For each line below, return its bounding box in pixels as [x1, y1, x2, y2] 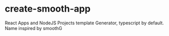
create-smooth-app [5, 3, 91, 15]
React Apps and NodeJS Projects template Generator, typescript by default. [5, 20, 164, 26]
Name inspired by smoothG [5, 25, 62, 31]
